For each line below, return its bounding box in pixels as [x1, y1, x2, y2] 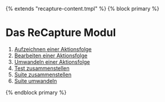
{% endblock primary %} [5, 89, 67, 96]
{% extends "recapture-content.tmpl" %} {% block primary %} [5, 5, 160, 12]
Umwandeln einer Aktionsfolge [14, 58, 91, 65]
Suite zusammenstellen [14, 71, 72, 78]
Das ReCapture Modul [5, 26, 116, 39]
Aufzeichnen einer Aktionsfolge [14, 45, 92, 52]
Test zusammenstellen [14, 64, 70, 72]
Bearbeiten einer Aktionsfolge [14, 52, 88, 59]
